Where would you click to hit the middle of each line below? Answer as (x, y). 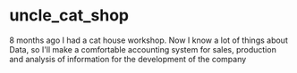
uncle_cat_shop (69, 16)
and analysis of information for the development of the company (128, 59)
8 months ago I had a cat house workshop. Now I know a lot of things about (148, 40)
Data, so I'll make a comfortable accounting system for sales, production (143, 49)
